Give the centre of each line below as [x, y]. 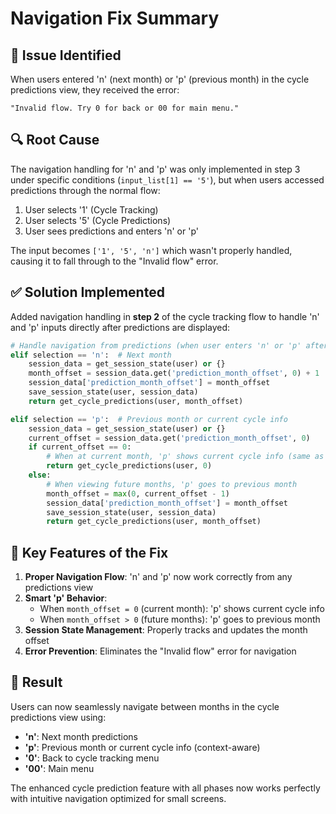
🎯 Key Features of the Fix [89, 552]
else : [40, 475]
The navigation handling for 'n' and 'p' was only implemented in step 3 [155, 169]
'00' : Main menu [59, 768]
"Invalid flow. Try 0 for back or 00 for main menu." [125, 108]
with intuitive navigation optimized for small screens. [118, 798]
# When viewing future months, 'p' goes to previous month [172, 484]
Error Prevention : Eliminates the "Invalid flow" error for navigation [160, 651]
